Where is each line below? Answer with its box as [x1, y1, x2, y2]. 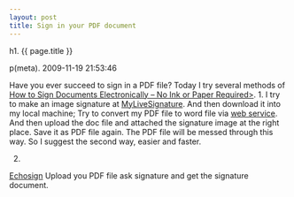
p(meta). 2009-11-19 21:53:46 [9, 63, 118, 73]
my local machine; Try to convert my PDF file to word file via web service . [9, 108, 278, 118]
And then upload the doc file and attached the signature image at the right [9, 117, 280, 128]
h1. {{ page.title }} [9, 45, 73, 56]
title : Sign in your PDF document [9, 21, 137, 30]
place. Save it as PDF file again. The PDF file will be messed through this [9, 126, 274, 137]
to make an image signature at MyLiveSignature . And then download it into [9, 98, 282, 109]
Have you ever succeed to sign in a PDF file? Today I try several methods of [9, 80, 286, 90]
